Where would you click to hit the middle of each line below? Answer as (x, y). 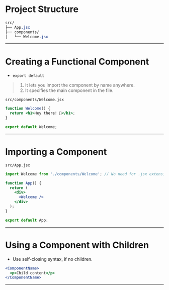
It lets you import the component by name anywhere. (80, 85)
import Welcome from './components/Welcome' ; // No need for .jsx (76, 174)
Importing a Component (56, 152)
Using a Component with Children (77, 245)
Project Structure (42, 9)
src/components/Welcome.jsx (35, 100)
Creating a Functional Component (77, 62)
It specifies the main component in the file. (69, 90)
